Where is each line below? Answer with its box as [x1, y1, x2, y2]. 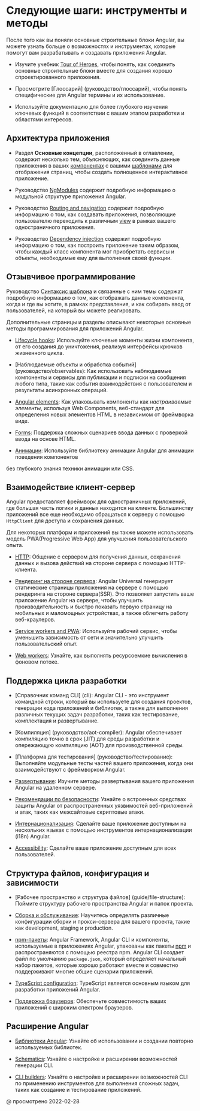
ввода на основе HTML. [14, 435, 76, 442]
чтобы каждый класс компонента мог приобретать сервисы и [14, 247, 175, 255]
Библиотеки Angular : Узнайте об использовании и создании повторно [14, 1037, 193, 1044]
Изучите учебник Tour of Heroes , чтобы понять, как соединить [14, 61, 175, 68]
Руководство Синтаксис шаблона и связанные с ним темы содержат [6, 288, 184, 295]
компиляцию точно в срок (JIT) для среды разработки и [14, 735, 160, 742]
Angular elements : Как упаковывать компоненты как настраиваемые [14, 398, 192, 405]
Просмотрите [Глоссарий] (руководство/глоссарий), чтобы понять [14, 85, 187, 92]
